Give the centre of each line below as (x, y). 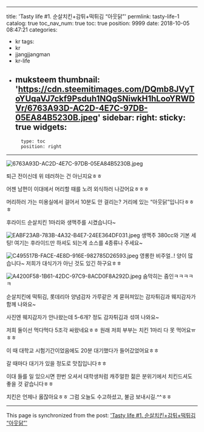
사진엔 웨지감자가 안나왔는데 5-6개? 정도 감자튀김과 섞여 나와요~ (83, 317)
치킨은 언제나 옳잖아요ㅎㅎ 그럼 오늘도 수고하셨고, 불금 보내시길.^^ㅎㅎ (89, 397)
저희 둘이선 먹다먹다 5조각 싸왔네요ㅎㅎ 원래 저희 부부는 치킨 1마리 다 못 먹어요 (99, 330)
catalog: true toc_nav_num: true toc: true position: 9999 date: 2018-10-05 (98, 23)
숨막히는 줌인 (158, 276)
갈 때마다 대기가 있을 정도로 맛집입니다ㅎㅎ (57, 363)
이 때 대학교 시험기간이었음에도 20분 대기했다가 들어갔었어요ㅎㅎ (83, 350)
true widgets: (41, 127)
